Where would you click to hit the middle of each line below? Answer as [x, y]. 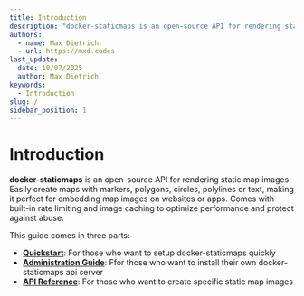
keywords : [28, 85]
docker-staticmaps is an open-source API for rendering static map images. [150, 180]
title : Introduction [48, 18]
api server [85, 273]
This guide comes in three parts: [70, 236]
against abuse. [37, 218]
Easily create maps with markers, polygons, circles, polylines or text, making [152, 190]
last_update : [34, 60]
